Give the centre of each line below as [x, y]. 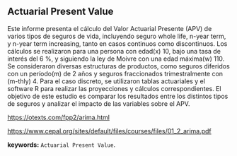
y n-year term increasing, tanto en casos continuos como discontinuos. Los [117, 43]
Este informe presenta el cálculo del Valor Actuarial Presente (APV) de [110, 28]
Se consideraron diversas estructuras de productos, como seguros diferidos [118, 66]
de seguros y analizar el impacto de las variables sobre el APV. [99, 103]
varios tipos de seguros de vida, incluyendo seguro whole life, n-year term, [117, 36]
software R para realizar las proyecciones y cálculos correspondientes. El [114, 88]
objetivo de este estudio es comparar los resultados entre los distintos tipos [118, 96]
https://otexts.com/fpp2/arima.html [58, 117]
